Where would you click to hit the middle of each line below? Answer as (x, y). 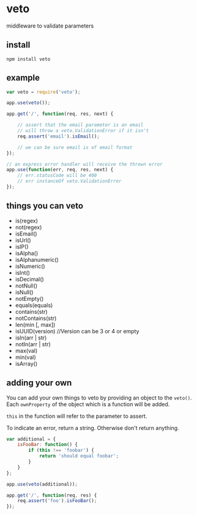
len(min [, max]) (35, 324)
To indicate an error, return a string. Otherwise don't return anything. (93, 428)
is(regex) (27, 220)
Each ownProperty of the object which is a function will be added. (88, 404)
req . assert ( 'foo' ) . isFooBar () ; (57, 501)
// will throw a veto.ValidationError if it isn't (83, 131)
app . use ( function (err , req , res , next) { (60, 170)
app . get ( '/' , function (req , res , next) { (60, 114)
